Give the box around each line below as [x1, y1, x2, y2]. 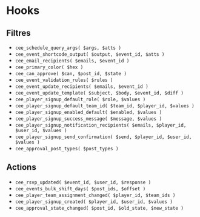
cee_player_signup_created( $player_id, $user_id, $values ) [15, 198, 173, 205]
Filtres [6, 28, 32, 38]
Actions [6, 162, 36, 173]
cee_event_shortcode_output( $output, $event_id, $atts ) [15, 52, 165, 58]
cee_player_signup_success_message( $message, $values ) [15, 116, 162, 122]
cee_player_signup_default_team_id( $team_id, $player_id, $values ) [15, 103, 195, 109]
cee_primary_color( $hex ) [15, 64, 84, 70]
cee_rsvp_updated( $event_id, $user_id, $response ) [15, 179, 152, 185]
